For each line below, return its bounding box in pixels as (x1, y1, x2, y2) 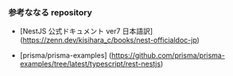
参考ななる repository (8, 6, 93, 17)
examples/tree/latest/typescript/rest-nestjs (19, 59, 161, 69)
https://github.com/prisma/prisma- (111, 51, 225, 60)
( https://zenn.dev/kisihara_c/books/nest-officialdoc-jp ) (19, 36, 200, 45)
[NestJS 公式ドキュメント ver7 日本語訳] (19, 26, 153, 36)
